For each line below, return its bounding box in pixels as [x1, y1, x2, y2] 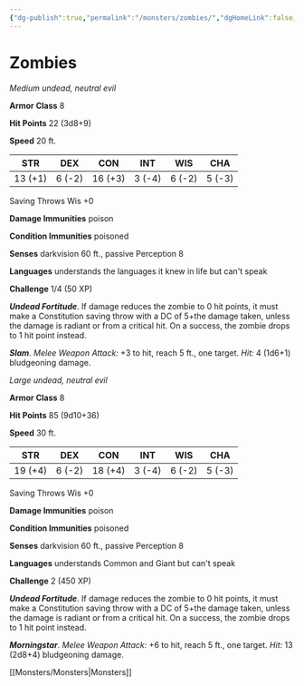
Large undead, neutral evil [9, 374, 109, 386]
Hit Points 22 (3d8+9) [9, 117, 92, 128]
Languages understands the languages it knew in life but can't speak [9, 265, 268, 277]
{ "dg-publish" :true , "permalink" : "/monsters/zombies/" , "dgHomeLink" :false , [9, 13, 298, 23]
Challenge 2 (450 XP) [9, 575, 92, 586]
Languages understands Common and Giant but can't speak [9, 557, 236, 568]
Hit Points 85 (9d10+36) [9, 409, 100, 420]
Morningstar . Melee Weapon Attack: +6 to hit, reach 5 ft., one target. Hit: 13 [9, 639, 293, 650]
